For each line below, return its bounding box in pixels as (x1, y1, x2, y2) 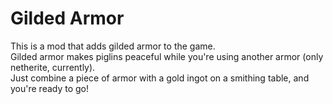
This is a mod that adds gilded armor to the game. (10, 40, 216, 52)
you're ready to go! (10, 82, 90, 94)
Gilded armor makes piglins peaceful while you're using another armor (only (10, 50, 324, 62)
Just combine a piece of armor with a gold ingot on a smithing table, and (10, 72, 310, 84)
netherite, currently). (10, 61, 96, 73)
